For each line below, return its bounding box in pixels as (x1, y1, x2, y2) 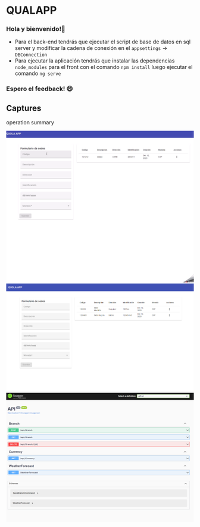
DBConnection (14, 52, 48, 58)
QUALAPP (6, 4, 57, 17)
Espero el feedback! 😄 (6, 84, 73, 93)
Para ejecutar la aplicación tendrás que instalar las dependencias (14, 57, 175, 64)
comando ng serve (14, 70, 61, 77)
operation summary (6, 119, 55, 126)
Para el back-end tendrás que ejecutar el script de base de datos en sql (14, 38, 191, 45)
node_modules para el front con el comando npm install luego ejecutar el (14, 64, 193, 71)
